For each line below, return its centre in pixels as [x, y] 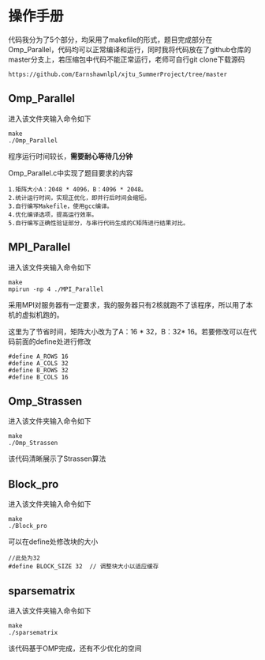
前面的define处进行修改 [53, 341]
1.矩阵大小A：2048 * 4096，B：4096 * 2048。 [78, 189]
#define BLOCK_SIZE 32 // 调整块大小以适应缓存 [84, 567]
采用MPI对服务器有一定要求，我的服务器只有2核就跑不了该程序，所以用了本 [131, 304]
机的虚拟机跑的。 [36, 315]
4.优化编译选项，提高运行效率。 [53, 214]
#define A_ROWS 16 [38, 356]
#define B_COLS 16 [38, 377]
